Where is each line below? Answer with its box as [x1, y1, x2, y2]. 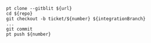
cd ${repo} [6, 11, 33, 16]
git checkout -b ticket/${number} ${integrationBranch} [6, 16, 146, 22]
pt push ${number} [6, 31, 51, 37]
